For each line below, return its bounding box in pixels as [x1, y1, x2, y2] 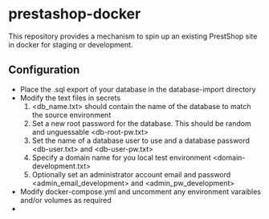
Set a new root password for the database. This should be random [31, 118, 251, 128]
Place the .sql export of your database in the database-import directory [19, 84, 256, 94]
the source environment [31, 110, 112, 120]
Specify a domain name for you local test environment [31, 152, 211, 162]
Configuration [8, 63, 80, 77]
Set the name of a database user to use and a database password [31, 136, 251, 145]
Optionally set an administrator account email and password [31, 169, 231, 179]
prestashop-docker [8, 5, 141, 23]
